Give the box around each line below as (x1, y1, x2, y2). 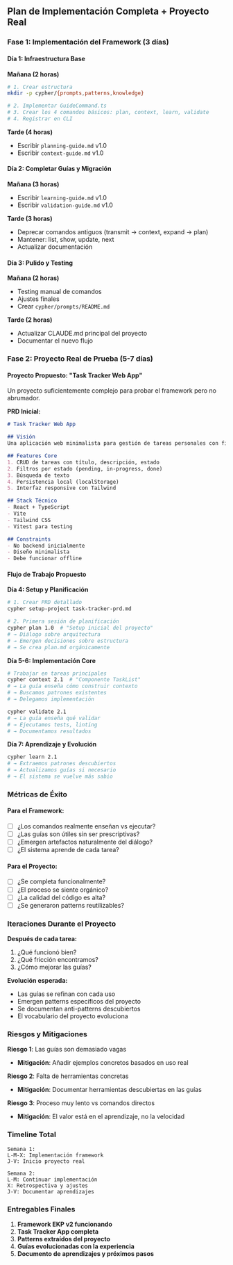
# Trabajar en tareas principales (7, 670, 107, 677)
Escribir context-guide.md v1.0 (17, 149, 104, 157)
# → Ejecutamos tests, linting (7, 721, 98, 728)
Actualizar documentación (17, 243, 93, 251)
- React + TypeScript (7, 504, 70, 511)
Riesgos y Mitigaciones (7, 1029, 88, 1038)
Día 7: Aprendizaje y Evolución (7, 740, 97, 749)
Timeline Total (7, 1129, 57, 1139)
